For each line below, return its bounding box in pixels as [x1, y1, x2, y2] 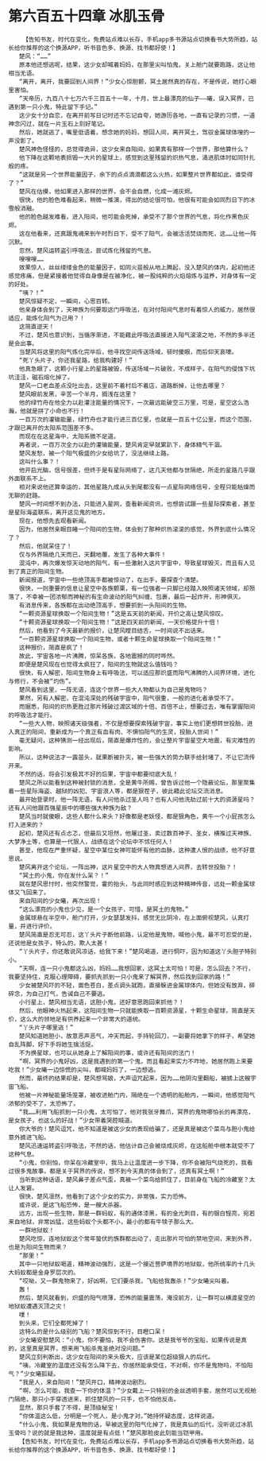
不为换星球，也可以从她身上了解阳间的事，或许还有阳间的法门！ [18, 1048, 197, 1057]
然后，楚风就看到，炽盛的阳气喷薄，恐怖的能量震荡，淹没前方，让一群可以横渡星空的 [18, 1293, 256, 1302]
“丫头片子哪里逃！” [18, 1023, 74, 1032]
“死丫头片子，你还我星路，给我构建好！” [18, 356, 133, 364]
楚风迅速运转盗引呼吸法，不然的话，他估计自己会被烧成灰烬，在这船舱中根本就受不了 [18, 1141, 256, 1149]
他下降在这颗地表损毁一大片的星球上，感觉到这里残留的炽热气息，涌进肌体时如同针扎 [18, 153, 256, 161]
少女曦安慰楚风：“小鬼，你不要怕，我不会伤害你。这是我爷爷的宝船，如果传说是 [18, 1336, 241, 1344]
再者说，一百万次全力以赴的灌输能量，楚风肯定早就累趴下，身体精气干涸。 [18, 440, 226, 449]
